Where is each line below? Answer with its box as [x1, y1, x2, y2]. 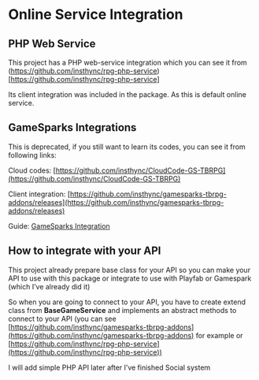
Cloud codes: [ [8, 166, 57, 175]
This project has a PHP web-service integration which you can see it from [8, 58, 248, 67]
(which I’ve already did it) [8, 281, 91, 291]
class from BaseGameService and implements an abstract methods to [8, 305, 237, 315]
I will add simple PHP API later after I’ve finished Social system [8, 363, 211, 372]
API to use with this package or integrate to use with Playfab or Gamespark [8, 274, 252, 283]
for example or [195, 330, 243, 340]
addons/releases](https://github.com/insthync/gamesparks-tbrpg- [8, 197, 224, 207]
